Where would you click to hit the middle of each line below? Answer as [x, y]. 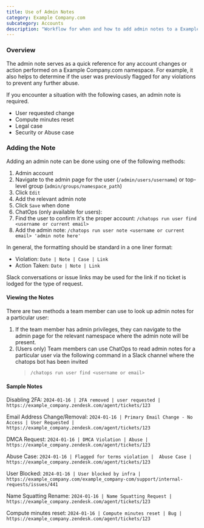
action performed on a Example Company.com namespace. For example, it [100, 70]
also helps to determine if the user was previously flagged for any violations [101, 76]
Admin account [34, 173]
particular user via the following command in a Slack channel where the [104, 355]
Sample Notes [24, 386]
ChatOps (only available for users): [59, 212]
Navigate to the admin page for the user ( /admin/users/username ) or [100, 179]
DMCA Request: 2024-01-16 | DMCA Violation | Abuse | [77, 439]
